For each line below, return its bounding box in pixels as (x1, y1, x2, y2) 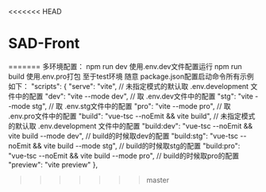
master (146, 175, 169, 185)
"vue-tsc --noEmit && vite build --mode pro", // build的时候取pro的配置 (8, 151, 240, 160)
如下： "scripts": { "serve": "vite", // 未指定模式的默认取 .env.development (8, 81, 249, 90)
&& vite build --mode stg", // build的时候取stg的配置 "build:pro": (33, 140, 241, 150)
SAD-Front (8, 35, 80, 52)
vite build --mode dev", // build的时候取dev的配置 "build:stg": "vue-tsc (8, 131, 239, 140)
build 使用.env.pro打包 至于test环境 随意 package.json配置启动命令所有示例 (8, 71, 254, 81)
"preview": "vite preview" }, (8, 159, 98, 169)
